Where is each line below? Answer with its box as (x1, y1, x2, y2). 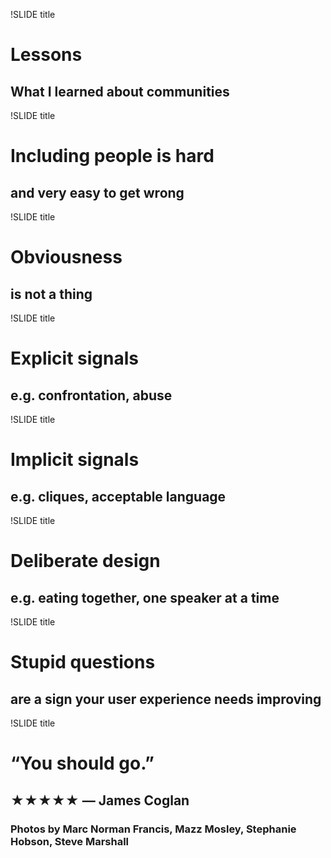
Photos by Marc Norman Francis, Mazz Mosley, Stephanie (10, 822, 297, 836)
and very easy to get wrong (10, 184, 185, 201)
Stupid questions (10, 651, 156, 674)
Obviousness (10, 246, 123, 269)
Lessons (10, 44, 83, 66)
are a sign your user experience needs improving (10, 690, 322, 708)
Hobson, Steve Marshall (10, 834, 130, 848)
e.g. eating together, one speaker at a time (10, 589, 280, 606)
